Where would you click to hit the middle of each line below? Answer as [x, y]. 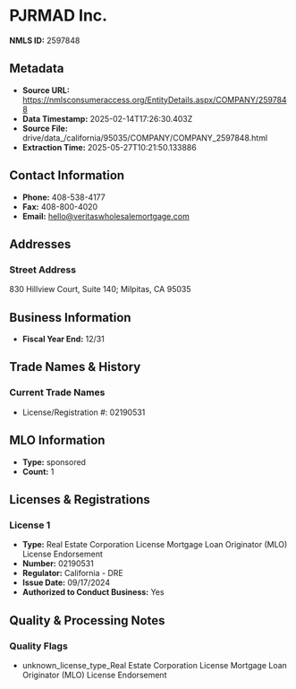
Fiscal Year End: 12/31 [63, 339]
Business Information [70, 318]
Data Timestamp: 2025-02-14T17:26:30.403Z [107, 118]
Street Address [43, 270]
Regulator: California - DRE [72, 573]
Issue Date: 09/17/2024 [66, 582]
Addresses [40, 244]
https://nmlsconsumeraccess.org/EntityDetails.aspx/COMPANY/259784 [155, 99]
